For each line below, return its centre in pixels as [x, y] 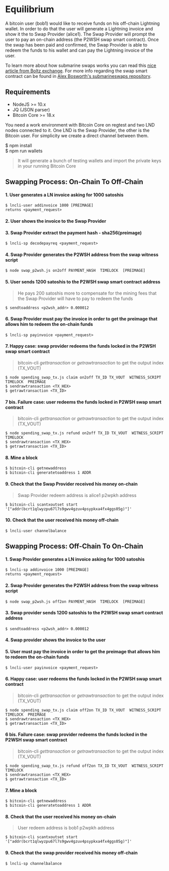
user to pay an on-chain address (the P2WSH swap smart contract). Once [82, 39]
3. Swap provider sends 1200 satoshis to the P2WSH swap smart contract [84, 613]
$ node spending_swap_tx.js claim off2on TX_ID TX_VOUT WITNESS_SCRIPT [83, 710]
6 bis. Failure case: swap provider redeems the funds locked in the [76, 734]
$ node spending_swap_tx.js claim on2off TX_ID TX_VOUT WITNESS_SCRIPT [83, 377]
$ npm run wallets [24, 151]
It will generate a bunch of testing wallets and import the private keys [89, 160]
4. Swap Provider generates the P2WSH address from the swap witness [82, 255]
